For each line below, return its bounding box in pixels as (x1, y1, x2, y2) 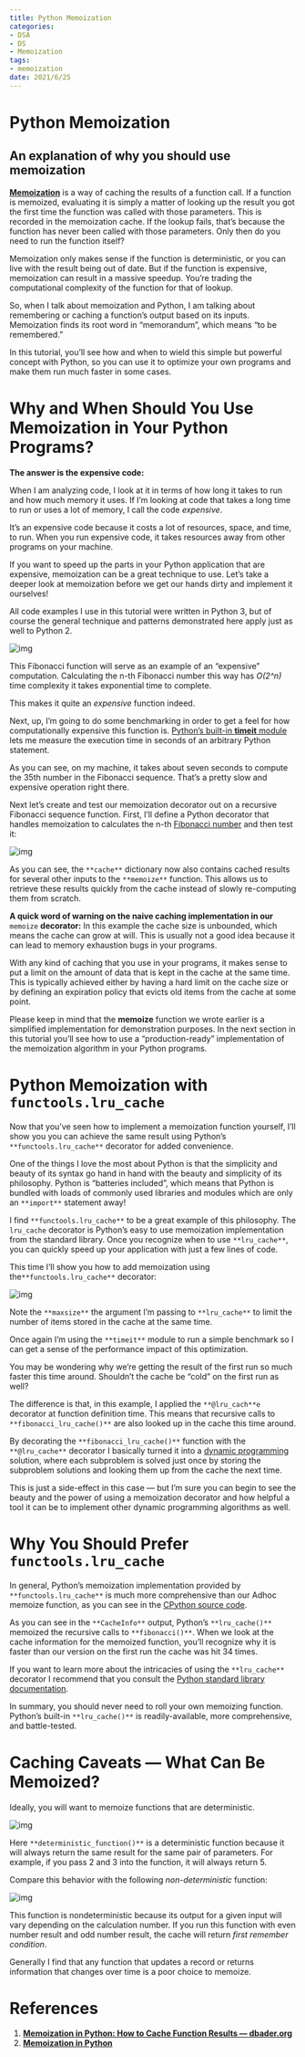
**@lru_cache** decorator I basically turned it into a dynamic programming (9, 1444, 290, 1456)
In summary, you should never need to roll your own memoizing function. (9, 1700, 284, 1712)
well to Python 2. (9, 624, 73, 635)
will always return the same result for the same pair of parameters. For (9, 1846, 273, 1858)
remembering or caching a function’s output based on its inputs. (9, 310, 250, 320)
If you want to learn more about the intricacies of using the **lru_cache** (9, 1663, 285, 1674)
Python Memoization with (9, 1075, 208, 1096)
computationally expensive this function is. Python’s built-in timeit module (9, 725, 288, 736)
